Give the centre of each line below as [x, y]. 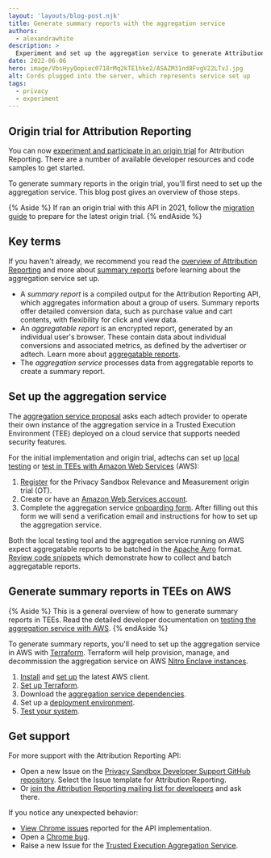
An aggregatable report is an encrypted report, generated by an [126, 328]
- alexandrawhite [45, 38]
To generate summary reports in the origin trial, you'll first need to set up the [135, 183]
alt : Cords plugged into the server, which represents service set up [129, 76]
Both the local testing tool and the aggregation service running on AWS [126, 540]
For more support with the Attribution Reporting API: [95, 755]
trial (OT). [36, 490]
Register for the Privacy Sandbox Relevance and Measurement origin [135, 482]
